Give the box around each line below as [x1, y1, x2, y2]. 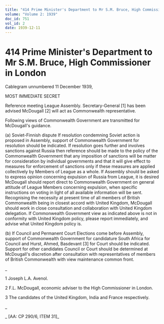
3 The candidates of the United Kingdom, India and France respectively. [5, 295, 150, 300]
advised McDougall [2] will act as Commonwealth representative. [5, 108, 136, 114]
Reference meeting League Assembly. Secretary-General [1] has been [5, 103, 146, 108]
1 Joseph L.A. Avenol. [5, 275, 48, 281]
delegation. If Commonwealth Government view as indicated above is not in [5, 211, 157, 216]
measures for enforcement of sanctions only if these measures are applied [5, 163, 155, 169]
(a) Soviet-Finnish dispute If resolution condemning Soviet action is [5, 132, 140, 138]
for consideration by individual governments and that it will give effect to [5, 158, 151, 164]
